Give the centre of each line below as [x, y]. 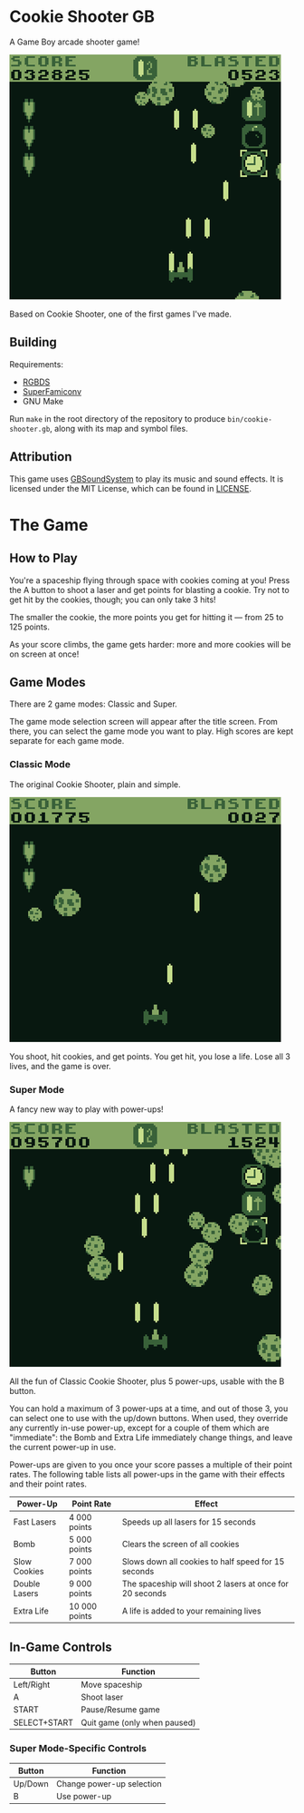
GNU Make [43, 401]
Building [33, 342]
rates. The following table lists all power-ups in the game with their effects [147, 1474]
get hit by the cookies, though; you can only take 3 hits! [113, 599]
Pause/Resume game [120, 1710]
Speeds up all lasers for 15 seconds [189, 1522]
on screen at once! [44, 654]
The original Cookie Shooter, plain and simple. [95, 784]
